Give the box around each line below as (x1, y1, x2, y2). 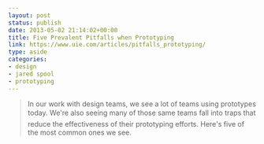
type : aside (8, 48, 47, 56)
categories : (8, 56, 47, 64)
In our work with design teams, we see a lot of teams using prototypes (27, 99, 256, 109)
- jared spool (8, 70, 55, 78)
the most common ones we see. (27, 127, 132, 137)
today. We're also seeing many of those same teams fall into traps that (27, 108, 256, 117)
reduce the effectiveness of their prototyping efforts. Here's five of (27, 119, 245, 128)
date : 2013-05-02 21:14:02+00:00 (8, 26, 118, 34)
